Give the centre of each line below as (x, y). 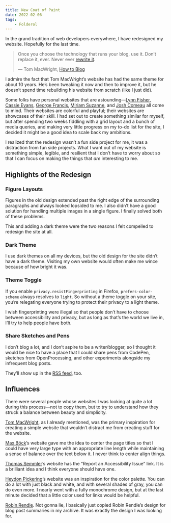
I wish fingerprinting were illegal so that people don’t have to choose (77, 312)
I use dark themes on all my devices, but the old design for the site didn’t (81, 256)
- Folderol (26, 24)
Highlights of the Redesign (48, 175)
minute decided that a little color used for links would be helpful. (73, 495)
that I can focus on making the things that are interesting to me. (72, 159)
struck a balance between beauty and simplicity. (56, 412)
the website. (18, 433)
